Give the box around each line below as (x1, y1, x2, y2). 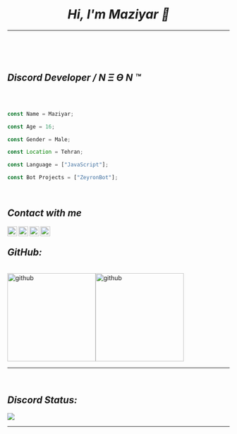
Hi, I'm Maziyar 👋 (67, 6, 170, 23)
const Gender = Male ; (7, 135, 71, 143)
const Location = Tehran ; (7, 148, 83, 156)
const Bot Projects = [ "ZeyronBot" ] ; (7, 174, 119, 181)
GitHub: (7, 246, 42, 258)
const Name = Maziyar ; (7, 110, 74, 117)
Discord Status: (7, 394, 78, 406)
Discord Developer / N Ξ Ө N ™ (7, 72, 141, 84)
